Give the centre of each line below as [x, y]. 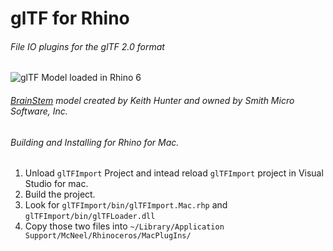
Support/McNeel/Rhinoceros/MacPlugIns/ [108, 236]
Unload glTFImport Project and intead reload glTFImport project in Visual [174, 173]
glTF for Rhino [70, 18]
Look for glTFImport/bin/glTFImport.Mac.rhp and [126, 205]
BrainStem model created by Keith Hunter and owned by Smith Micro [152, 100]
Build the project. [60, 194]
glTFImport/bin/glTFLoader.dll [90, 217]
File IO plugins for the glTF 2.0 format [87, 46]
